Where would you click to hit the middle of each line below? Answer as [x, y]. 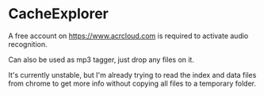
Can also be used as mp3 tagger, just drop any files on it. [101, 60]
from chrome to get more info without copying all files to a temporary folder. [132, 83]
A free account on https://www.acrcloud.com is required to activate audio [128, 36]
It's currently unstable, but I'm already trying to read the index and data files [132, 75]
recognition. [28, 44]
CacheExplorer [59, 14]
